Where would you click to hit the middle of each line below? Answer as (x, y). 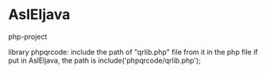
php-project (28, 36)
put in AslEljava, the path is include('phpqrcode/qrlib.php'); (104, 60)
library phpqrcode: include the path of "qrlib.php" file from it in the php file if (133, 52)
